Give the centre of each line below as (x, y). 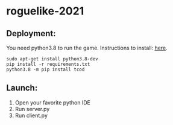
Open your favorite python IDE (52, 102)
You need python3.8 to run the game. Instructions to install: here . (87, 48)
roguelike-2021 (45, 11)
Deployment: (31, 34)
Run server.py (32, 109)
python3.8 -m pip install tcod (46, 69)
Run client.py (31, 115)
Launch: (22, 88)
